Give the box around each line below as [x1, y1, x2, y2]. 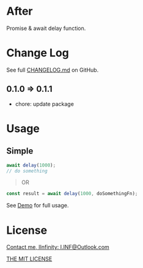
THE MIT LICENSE [6, 255, 53, 262]
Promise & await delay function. [6, 24, 86, 32]
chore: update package [15, 100, 75, 108]
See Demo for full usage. [6, 202, 69, 209]
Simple [6, 146, 34, 157]
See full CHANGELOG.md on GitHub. [6, 66, 99, 73]
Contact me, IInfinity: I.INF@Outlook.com [6, 244, 110, 251]
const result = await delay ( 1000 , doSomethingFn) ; [6, 191, 138, 197]
